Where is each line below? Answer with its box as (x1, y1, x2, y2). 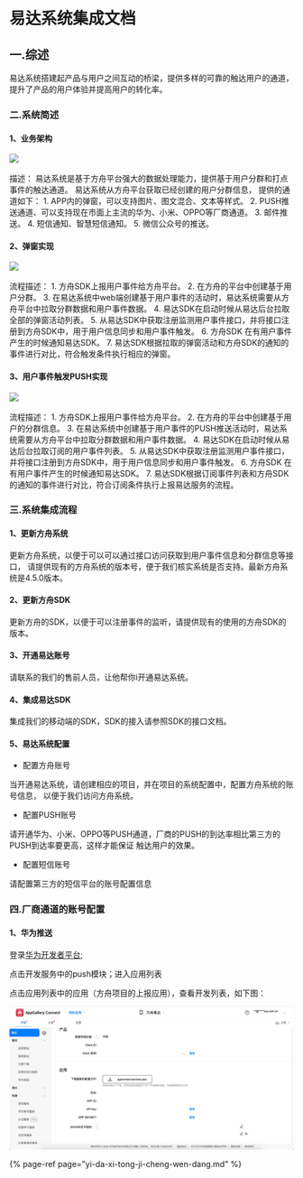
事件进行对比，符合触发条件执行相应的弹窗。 (9, 348, 176, 359)
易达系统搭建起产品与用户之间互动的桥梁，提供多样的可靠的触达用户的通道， (9, 73, 294, 83)
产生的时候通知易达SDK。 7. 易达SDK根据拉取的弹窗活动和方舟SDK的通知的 (9, 338, 289, 348)
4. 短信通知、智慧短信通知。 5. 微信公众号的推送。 (26, 218, 215, 229)
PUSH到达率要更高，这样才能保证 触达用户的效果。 (9, 840, 200, 851)
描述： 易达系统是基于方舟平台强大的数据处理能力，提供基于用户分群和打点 (9, 173, 289, 184)
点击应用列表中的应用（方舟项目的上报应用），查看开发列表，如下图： (9, 988, 266, 998)
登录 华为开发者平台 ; (9, 949, 84, 960)
